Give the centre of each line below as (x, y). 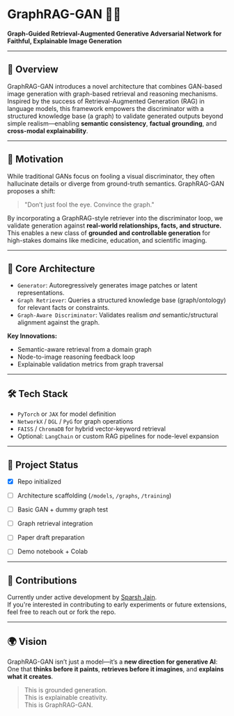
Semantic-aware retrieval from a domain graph (84, 350)
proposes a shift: (31, 191)
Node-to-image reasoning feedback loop (76, 357)
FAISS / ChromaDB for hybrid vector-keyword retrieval (91, 429)
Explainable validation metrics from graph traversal (90, 364)
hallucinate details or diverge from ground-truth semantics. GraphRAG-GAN (116, 184)
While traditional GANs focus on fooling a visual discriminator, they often (111, 176)
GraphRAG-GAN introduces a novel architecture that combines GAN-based (115, 86)
